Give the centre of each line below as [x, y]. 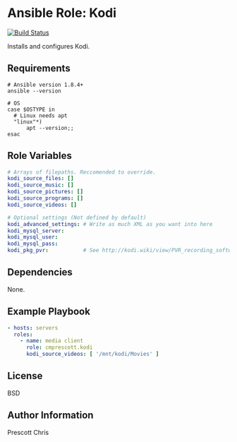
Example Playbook [49, 312]
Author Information [50, 416]
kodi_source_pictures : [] [45, 192]
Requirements [39, 68]
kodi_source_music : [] [41, 185]
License [25, 376]
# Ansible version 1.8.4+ [45, 85]
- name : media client [51, 341]
